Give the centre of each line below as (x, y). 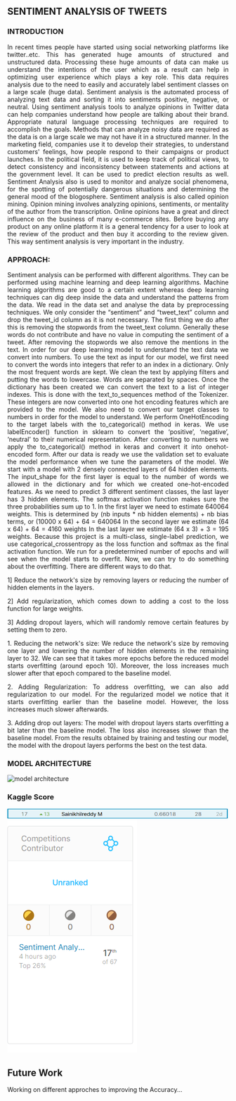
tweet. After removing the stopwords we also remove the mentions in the (118, 342)
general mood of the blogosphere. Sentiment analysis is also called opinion (118, 196)
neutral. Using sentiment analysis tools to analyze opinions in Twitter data (118, 107)
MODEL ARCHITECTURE (50, 763)
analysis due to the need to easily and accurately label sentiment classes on (118, 84)
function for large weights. (46, 609)
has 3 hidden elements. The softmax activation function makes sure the (118, 499)
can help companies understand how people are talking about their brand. (118, 114)
